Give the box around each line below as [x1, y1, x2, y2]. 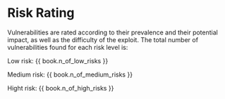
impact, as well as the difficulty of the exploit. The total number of [7, 35, 199, 44]
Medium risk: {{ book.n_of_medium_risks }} [7, 70, 133, 79]
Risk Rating [7, 5, 75, 21]
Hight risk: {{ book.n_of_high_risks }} [7, 84, 114, 92]
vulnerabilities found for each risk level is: [7, 43, 128, 51]
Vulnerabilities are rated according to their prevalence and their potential [7, 28, 219, 37]
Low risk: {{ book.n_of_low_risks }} [7, 56, 109, 65]
